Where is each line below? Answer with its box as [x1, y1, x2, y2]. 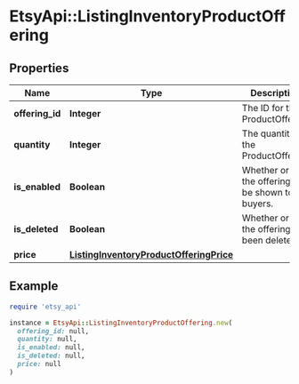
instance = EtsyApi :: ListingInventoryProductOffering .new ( [9, 318, 233, 327]
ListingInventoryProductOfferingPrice [69, 249, 234, 260]
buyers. [241, 197, 274, 210]
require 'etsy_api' [9, 302, 82, 311]
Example [9, 278, 59, 294]
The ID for [241, 102, 284, 114]
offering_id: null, [17, 326, 90, 335]
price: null [17, 360, 62, 369]
